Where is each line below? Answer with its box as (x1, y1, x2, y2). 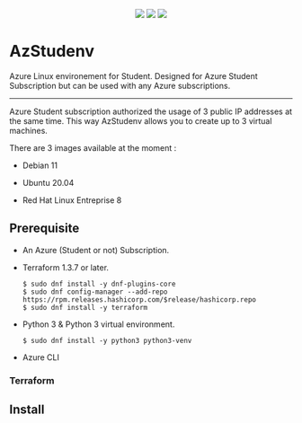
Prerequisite (9, 221, 80, 236)
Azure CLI (22, 351, 60, 363)
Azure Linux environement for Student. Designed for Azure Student (9, 70, 258, 81)
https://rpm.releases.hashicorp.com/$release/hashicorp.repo (22, 295, 257, 304)
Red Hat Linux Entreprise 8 (22, 194, 122, 206)
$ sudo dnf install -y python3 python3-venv (22, 336, 192, 345)
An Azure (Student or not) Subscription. (22, 244, 170, 255)
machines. (9, 125, 48, 136)
